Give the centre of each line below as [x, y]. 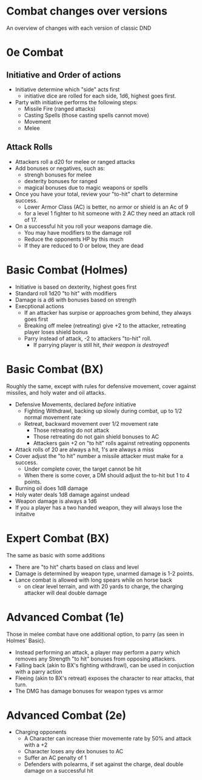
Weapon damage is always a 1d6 [56, 501]
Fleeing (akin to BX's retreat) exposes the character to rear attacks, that [105, 678]
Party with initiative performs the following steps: [76, 102]
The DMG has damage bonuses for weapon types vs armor [89, 691]
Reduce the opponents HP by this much [74, 239]
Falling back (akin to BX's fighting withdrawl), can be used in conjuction [105, 665]
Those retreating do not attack [71, 430]
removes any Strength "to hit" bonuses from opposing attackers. [96, 659]
